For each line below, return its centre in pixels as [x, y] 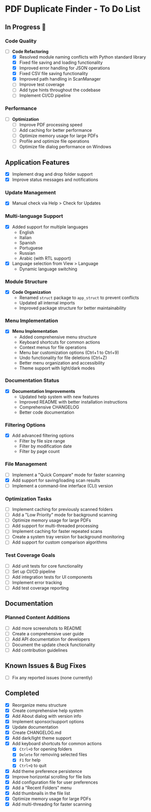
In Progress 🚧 [25, 27]
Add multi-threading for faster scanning [52, 804]
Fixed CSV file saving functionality [54, 74]
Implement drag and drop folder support [52, 174]
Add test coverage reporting [40, 588]
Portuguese [31, 248]
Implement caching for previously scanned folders [62, 509]
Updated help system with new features [59, 397]
